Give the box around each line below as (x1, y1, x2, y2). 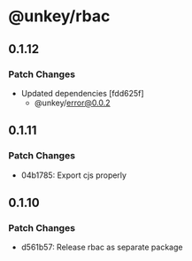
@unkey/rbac (8, 6, 111, 27)
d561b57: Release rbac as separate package (20, 242, 183, 253)
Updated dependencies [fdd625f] (20, 88, 144, 98)
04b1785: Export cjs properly (20, 170, 127, 180)
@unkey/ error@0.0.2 (34, 97, 111, 108)
